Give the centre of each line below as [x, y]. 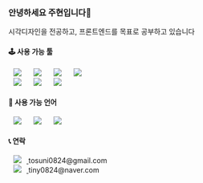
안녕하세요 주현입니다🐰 [50, 12]
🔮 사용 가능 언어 [33, 103]
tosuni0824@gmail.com [67, 160]
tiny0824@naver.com [63, 169]
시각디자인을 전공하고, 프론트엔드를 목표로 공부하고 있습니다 [101, 32]
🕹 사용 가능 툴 [31, 51]
